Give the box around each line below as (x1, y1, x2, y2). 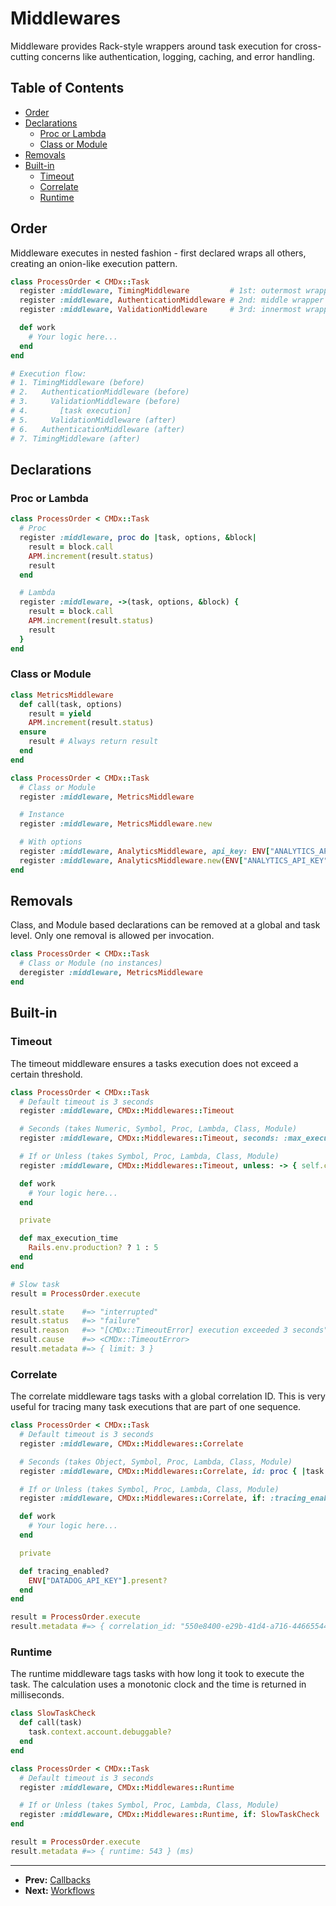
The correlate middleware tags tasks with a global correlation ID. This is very (10, 1390, 326, 1402)
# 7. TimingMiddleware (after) (10, 433, 141, 444)
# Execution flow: (10, 368, 87, 379)
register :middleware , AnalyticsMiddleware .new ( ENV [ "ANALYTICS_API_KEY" (19, 855, 329, 866)
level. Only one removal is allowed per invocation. (10, 930, 215, 942)
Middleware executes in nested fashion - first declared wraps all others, (10, 247, 307, 259)
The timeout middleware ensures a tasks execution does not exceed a (10, 1057, 299, 1069)
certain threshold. (10, 1068, 83, 1080)
